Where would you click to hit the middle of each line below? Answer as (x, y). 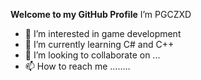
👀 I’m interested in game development (103, 33)
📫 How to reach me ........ (77, 66)
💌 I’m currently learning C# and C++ (99, 44)
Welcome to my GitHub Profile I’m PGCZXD (101, 14)
